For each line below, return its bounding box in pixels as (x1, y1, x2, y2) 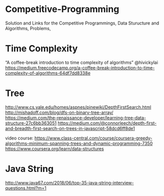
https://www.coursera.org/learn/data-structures (5, 145, 104, 151)
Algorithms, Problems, (5, 25, 51, 31)
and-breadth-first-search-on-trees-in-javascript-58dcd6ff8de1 (5, 125, 135, 131)
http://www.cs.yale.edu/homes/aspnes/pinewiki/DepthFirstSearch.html (5, 104, 151, 110)
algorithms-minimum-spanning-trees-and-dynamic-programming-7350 (5, 140, 153, 146)
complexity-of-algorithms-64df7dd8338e (5, 70, 91, 76)
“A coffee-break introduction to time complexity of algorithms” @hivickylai (5, 59, 158, 65)
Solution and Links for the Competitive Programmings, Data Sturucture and (5, 20, 159, 26)
